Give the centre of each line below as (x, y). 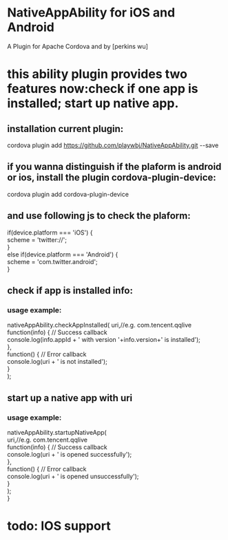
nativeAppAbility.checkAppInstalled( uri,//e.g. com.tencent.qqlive (99, 325)
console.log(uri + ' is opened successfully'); (70, 454)
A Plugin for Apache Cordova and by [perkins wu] (77, 46)
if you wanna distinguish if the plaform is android (114, 167)
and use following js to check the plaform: (99, 216)
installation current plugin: (65, 129)
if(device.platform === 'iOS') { (50, 233)
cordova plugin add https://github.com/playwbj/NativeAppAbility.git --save (113, 145)
